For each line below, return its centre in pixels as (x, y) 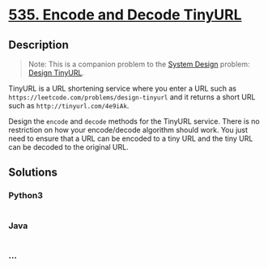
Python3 (26, 196)
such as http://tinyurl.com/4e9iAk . (69, 106)
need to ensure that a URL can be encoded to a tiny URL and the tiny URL (131, 138)
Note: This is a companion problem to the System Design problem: (139, 64)
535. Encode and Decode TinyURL (125, 15)
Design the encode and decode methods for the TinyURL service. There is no (134, 121)
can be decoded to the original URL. (68, 147)
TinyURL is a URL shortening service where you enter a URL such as (123, 88)
